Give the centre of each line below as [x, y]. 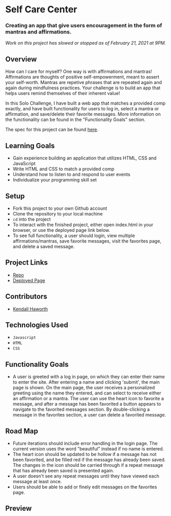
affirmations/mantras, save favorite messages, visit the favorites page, [87, 241]
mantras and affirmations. [38, 32]
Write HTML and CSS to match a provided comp [63, 169]
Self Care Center [41, 9]
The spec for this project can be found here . [52, 130]
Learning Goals [30, 145]
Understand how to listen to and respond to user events [71, 174]
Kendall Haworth [30, 309]
